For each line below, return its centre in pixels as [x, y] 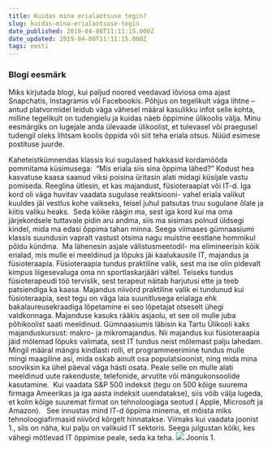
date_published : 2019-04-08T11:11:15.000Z [81, 31]
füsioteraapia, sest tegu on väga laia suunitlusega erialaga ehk [113, 299]
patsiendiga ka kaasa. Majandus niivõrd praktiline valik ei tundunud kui [126, 290]
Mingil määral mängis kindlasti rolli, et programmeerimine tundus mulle [127, 350]
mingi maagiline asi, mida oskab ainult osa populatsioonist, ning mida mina [133, 359]
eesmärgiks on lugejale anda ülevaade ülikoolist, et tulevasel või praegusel [133, 127]
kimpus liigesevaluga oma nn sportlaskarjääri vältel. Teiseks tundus [121, 273]
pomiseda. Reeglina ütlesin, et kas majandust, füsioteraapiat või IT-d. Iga [130, 186]
